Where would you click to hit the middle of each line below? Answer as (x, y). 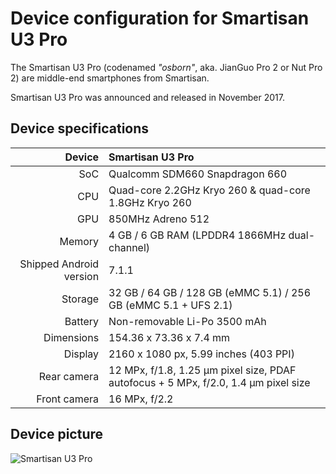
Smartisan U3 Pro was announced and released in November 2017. (147, 97)
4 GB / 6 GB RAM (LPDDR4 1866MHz (197, 235)
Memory (79, 241)
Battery (82, 321)
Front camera (68, 399)
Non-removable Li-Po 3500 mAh (187, 321)
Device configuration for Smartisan (160, 18)
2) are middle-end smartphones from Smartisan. (110, 78)
